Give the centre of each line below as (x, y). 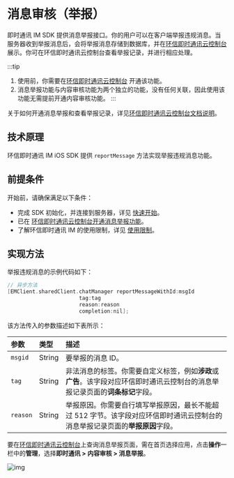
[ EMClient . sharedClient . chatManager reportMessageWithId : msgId (101, 292)
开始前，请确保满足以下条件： (50, 197)
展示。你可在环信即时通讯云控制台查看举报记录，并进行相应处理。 (102, 52)
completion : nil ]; (104, 311)
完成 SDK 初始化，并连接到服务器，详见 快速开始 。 (90, 212)
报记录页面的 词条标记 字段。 (111, 391)
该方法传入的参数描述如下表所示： (56, 325)
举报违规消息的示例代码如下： (50, 272)
